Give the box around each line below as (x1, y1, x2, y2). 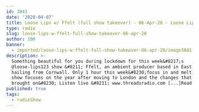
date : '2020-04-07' (6, 14, 54, 20)
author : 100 (6, 36, 36, 42)
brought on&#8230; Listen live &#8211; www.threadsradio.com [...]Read (11, 81, 192, 87)
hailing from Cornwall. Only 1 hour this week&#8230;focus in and (11, 69, 179, 75)
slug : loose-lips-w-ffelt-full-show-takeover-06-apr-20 (6, 31, 147, 37)
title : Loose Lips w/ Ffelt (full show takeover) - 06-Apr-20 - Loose (6, 20, 184, 25)
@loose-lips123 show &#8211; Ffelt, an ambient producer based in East (11, 63, 192, 70)
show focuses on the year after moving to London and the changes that (11, 75, 192, 81)
